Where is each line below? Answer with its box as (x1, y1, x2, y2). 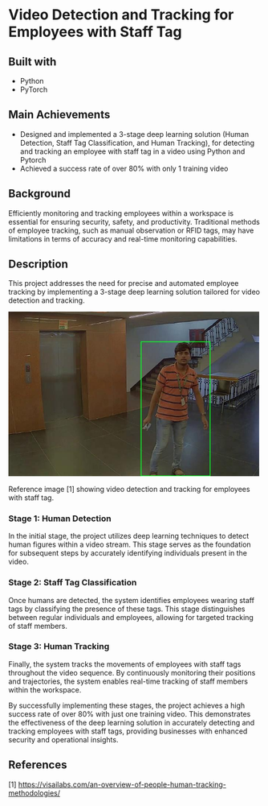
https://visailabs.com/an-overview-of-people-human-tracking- (18, 779, 227, 789)
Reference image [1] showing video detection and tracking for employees (8, 484, 250, 494)
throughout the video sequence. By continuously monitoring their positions (8, 668, 256, 677)
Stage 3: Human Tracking (8, 641, 110, 652)
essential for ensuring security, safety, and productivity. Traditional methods (8, 217, 261, 226)
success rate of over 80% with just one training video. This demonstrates (8, 709, 251, 718)
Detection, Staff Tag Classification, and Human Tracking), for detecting (19, 138, 255, 147)
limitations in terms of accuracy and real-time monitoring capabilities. (8, 234, 238, 243)
